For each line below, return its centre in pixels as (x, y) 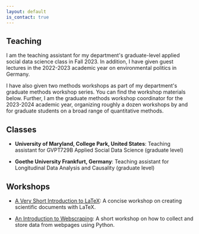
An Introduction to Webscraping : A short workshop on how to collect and (104, 218)
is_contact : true (28, 17)
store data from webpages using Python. (64, 225)
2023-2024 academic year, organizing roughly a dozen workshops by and (97, 105)
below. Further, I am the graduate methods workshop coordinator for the (94, 98)
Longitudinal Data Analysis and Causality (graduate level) (85, 168)
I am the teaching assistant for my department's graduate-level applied (93, 55)
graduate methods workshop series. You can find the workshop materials (96, 92)
